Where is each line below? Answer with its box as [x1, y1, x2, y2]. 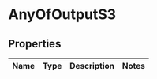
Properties [8, 37, 62, 51]
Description [69, 61, 114, 71]
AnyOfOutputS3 [8, 6, 117, 24]
